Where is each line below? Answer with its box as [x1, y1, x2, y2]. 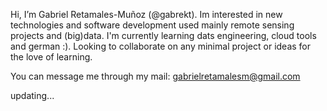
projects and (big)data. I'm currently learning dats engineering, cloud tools [10, 30, 317, 41]
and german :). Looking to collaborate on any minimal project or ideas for [10, 40, 312, 52]
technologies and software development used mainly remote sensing [10, 19, 295, 31]
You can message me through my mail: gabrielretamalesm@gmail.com [10, 70, 301, 82]
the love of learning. [10, 51, 93, 63]
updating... [10, 90, 55, 101]
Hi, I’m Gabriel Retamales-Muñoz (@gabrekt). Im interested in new [10, 9, 283, 20]
